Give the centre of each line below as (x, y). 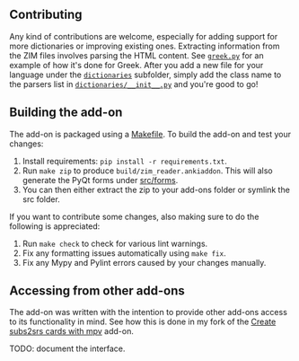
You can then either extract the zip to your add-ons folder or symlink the (156, 189)
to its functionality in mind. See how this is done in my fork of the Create (143, 321)
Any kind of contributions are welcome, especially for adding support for (144, 36)
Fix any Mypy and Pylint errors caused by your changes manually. (144, 262)
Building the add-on (66, 113)
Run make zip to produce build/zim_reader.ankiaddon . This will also (147, 171)
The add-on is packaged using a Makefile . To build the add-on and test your (150, 134)
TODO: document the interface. (67, 348)
